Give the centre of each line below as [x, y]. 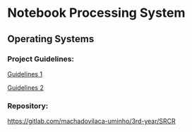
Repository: [28, 105]
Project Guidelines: [41, 59]
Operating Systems [51, 39]
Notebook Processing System [96, 13]
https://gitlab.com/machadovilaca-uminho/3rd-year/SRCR [91, 121]
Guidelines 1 [25, 74]
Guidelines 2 [25, 87]
